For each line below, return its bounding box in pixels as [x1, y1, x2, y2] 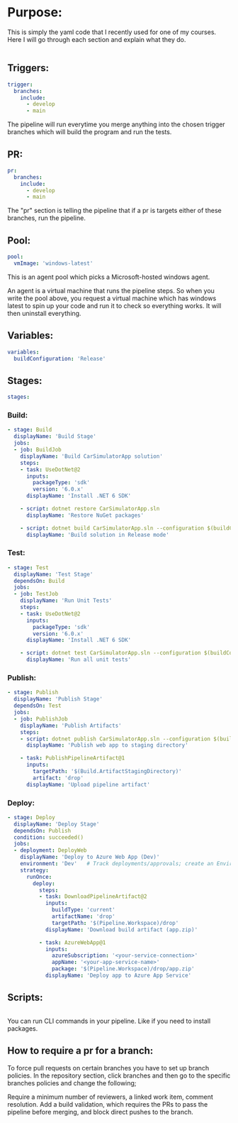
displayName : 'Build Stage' [13, 433, 97, 440]
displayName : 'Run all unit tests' [25, 656, 132, 664]
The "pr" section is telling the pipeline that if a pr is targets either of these [7, 207, 222, 215]
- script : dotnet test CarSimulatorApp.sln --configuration [20, 650, 201, 657]
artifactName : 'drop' [52, 913, 115, 920]
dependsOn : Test [13, 702, 62, 710]
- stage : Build [7, 427, 52, 434]
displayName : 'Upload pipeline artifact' [25, 781, 151, 788]
